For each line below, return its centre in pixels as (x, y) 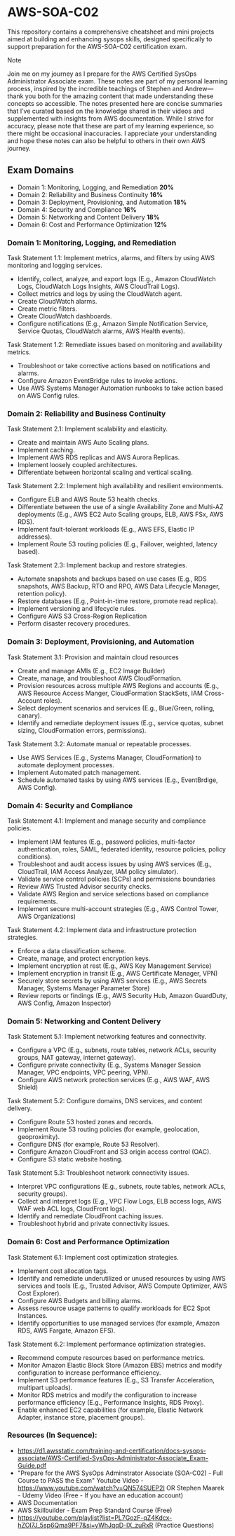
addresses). (35, 537)
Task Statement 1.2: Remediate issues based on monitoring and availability (115, 345)
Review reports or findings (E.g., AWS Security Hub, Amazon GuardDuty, (122, 995)
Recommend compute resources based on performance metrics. (111, 1357)
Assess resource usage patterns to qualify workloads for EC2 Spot (114, 1308)
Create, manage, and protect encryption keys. (84, 958)
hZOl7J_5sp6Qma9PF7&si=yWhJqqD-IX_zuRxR (85, 1525)
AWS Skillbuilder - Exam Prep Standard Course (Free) (95, 1510)
